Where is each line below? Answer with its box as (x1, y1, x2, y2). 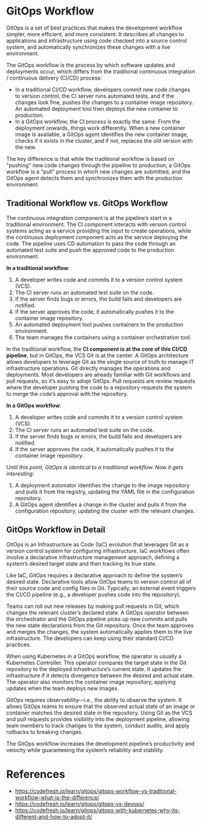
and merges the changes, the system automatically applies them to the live (6, 628, 192, 635)
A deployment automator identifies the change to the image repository (14, 481, 190, 489)
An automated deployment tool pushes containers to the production (14, 321, 184, 328)
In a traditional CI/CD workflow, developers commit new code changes (14, 86, 191, 93)
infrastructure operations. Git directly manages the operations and (6, 365, 171, 372)
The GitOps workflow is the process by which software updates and (6, 61, 175, 69)
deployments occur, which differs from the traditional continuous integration (6, 67, 195, 75)
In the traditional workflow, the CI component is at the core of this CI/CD (6, 345, 188, 352)
